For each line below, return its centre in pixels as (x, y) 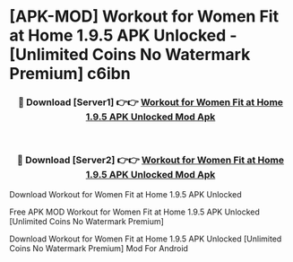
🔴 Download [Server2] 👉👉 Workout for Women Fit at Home (151, 161)
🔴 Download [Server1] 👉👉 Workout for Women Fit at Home (151, 102)
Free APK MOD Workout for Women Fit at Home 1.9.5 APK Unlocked (134, 212)
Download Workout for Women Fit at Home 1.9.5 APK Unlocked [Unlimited (146, 239)
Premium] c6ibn (70, 74)
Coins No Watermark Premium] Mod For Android (99, 248)
